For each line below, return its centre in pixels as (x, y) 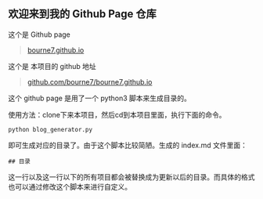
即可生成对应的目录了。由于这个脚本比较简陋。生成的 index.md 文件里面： (128, 145)
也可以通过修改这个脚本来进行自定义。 (70, 186)
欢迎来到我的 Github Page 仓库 (82, 14)
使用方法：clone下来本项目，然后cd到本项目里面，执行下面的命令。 (117, 114)
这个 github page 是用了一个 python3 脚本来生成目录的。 (100, 98)
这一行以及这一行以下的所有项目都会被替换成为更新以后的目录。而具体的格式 (131, 177)
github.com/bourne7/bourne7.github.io (90, 81)
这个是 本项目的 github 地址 (52, 66)
